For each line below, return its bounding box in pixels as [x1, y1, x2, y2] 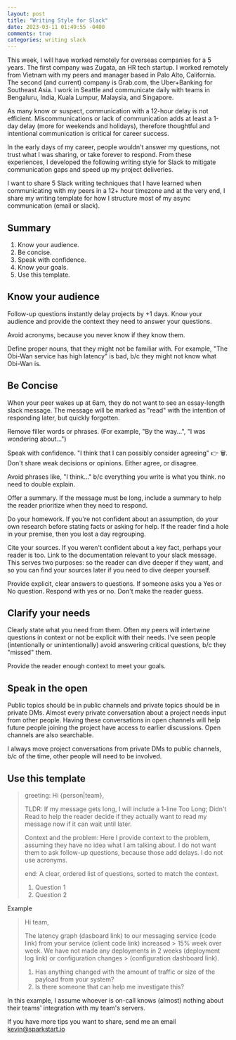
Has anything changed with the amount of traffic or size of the [34, 967, 216, 976]
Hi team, [24, 918, 49, 926]
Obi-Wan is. [7, 359, 41, 368]
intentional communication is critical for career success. [7, 130, 170, 138]
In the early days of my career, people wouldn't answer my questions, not [7, 143, 220, 151]
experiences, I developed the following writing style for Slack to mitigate [7, 158, 216, 166]
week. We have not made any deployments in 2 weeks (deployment [24, 946, 221, 955]
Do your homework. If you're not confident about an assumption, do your [7, 515, 219, 523]
